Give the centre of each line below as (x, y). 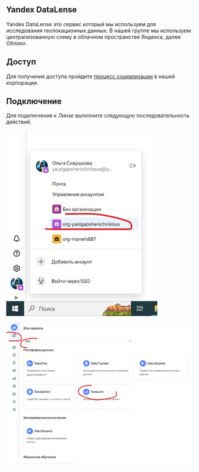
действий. (19, 122)
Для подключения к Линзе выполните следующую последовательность (98, 116)
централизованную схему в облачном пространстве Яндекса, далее (94, 37)
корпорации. (22, 82)
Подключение (34, 102)
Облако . (17, 43)
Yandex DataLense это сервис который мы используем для (81, 24)
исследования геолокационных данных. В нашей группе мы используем (99, 30)
